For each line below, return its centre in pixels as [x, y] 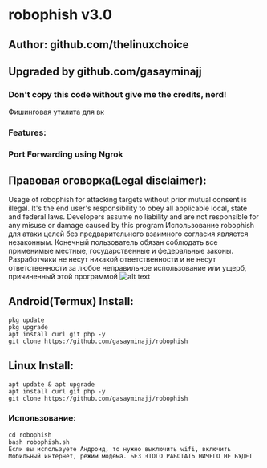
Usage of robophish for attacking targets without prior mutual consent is [127, 199]
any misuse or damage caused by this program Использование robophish [131, 225]
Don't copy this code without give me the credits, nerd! [117, 94]
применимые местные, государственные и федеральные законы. [121, 250]
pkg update [26, 320]
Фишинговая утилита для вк [57, 112]
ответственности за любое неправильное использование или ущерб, [127, 267]
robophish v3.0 [60, 15]
